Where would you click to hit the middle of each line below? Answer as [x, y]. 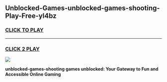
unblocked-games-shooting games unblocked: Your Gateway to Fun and [82, 69]
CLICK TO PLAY [24, 30]
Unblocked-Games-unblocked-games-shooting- [83, 8]
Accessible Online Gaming [33, 74]
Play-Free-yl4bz [31, 16]
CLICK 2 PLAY [22, 49]
